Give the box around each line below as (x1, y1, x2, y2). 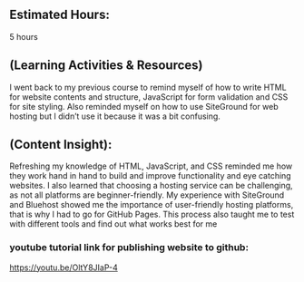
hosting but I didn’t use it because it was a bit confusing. (9, 111, 221, 122)
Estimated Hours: (9, 7, 111, 23)
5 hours (9, 31, 38, 42)
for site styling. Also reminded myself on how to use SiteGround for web (9, 101, 279, 112)
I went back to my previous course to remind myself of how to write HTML (9, 82, 288, 92)
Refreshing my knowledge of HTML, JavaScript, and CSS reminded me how (9, 160, 293, 171)
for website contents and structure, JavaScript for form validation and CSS (9, 91, 289, 102)
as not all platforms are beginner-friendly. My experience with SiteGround (9, 190, 285, 200)
